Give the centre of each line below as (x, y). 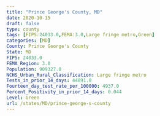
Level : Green (23, 98)
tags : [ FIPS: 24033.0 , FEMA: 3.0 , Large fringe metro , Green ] (81, 35)
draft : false (23, 23)
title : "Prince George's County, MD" (55, 12)
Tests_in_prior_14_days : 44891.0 (49, 80)
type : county (23, 29)
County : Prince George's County (48, 47)
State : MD (19, 52)
